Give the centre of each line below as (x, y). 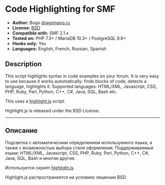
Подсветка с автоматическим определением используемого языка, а (79, 142)
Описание (21, 131)
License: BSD (26, 27)
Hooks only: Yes (29, 43)
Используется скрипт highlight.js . (40, 167)
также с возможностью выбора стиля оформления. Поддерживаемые (79, 148)
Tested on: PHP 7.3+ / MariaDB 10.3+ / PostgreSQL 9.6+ (69, 38)
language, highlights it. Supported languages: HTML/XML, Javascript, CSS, (81, 86)
